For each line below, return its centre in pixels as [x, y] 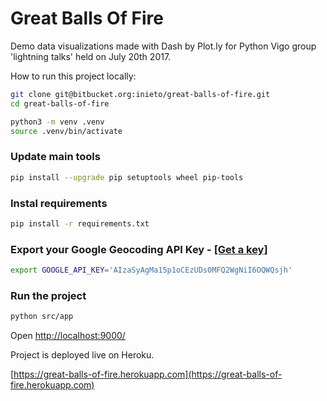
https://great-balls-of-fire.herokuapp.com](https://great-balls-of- [148, 374]
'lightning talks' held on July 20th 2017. [91, 56]
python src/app [42, 317]
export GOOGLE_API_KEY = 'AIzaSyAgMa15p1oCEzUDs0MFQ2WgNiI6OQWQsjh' [151, 270]
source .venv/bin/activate [66, 131]
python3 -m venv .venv [57, 122]
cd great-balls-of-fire [60, 103]
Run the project [48, 295]
